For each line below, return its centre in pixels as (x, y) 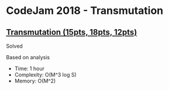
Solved (15, 46)
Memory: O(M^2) (35, 81)
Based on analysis (28, 57)
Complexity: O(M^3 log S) (46, 75)
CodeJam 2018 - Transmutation (85, 11)
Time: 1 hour (30, 69)
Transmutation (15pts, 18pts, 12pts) (72, 32)
